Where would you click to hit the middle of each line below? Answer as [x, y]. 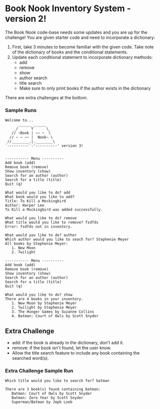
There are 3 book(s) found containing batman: [53, 390]
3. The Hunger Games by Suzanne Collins [53, 312]
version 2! [26, 19]
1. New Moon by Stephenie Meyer [44, 303]
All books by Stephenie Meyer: [37, 244]
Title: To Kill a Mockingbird [36, 201]
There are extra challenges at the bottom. [47, 97]
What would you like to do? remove [41, 218]
